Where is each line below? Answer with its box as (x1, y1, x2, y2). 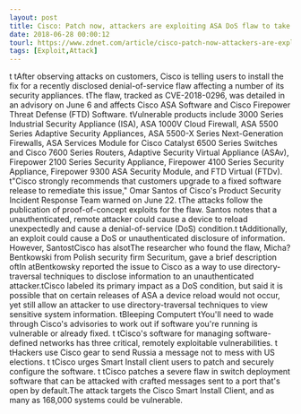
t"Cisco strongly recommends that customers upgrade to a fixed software (9, 176, 282, 186)
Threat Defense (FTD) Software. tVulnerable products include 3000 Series (9, 109, 284, 120)
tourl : (9, 38, 34, 47)
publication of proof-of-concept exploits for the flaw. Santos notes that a (9, 204, 278, 215)
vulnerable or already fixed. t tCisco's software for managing (9, 328, 234, 339)
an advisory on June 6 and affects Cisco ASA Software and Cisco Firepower (9, 99, 291, 110)
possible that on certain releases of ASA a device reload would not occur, (9, 290, 280, 301)
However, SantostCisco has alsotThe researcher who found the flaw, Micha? (9, 243, 291, 254)
